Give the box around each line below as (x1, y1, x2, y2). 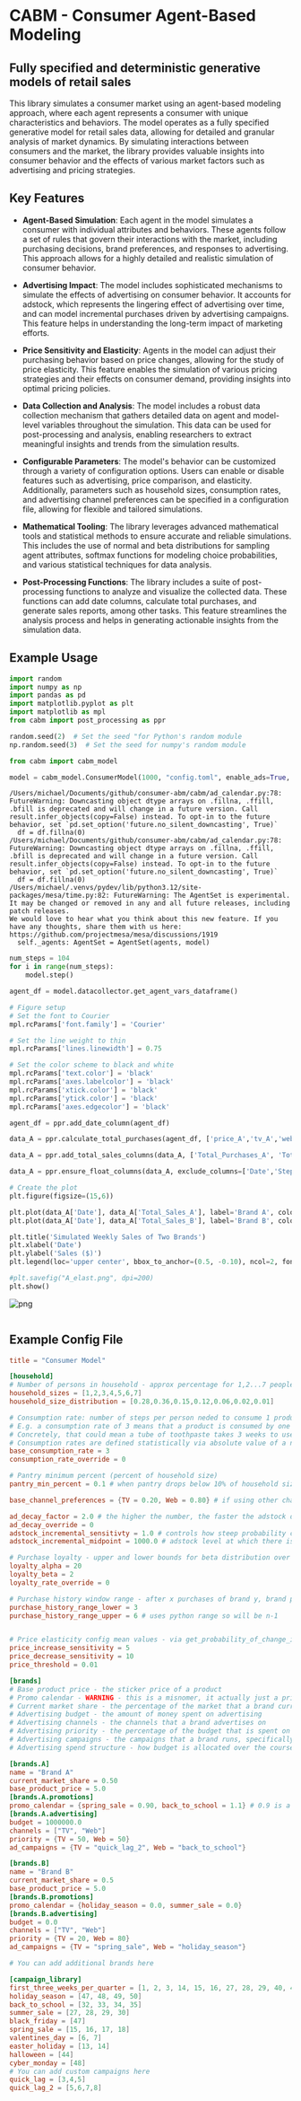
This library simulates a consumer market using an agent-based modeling (9, 98, 281, 109)
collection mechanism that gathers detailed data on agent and (21, 409, 252, 420)
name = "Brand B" (9, 1868, 74, 1877)
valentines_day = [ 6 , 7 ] (9, 2034, 102, 2043)
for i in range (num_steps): (9, 963, 115, 971)
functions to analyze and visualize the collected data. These (65, 585, 288, 597)
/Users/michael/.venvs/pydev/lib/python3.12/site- (9, 883, 202, 892)
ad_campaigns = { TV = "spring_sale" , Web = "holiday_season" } (9, 1943, 246, 1952)
